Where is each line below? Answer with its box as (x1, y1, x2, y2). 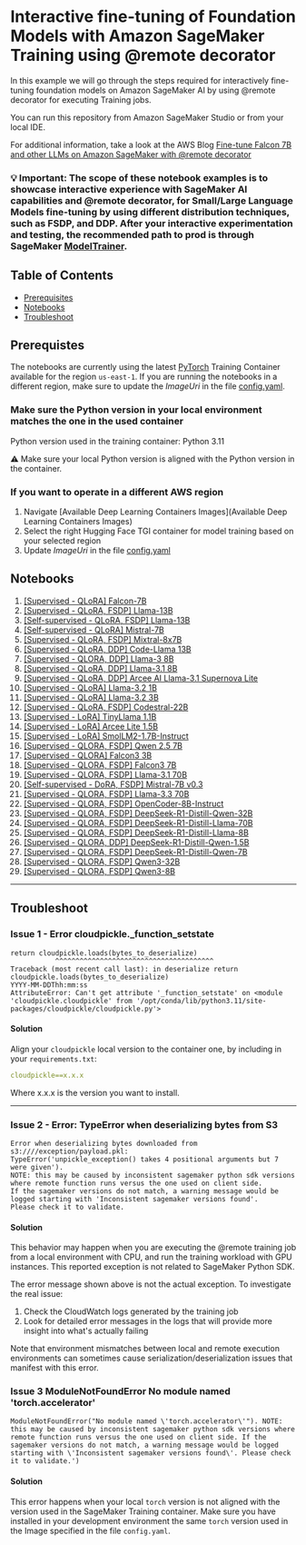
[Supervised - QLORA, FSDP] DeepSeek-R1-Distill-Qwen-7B (23, 846, 248, 857)
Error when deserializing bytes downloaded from (10, 1139, 198, 1148)
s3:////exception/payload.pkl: (10, 1147, 129, 1156)
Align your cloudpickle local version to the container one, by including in (10, 1043, 282, 1054)
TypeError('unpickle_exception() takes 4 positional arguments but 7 (10, 1154, 280, 1164)
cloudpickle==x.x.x (10, 1071, 84, 1080)
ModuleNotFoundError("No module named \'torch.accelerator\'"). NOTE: (10, 1417, 283, 1426)
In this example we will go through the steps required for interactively (10, 75, 270, 85)
